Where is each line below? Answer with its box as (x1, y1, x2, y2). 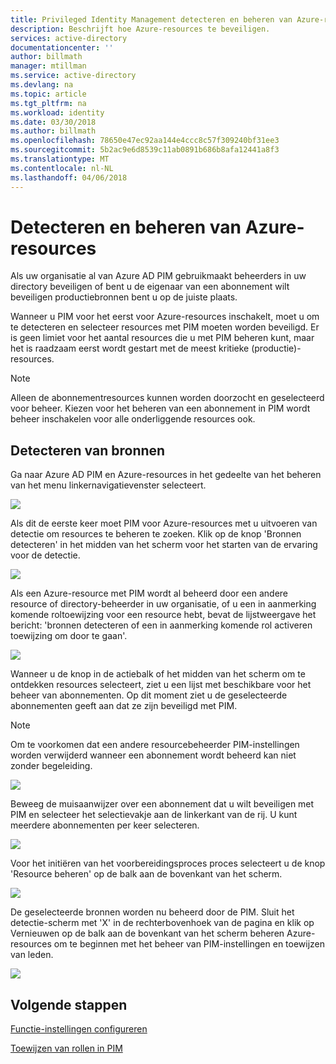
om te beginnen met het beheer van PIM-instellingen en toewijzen (53, 938, 326, 950)
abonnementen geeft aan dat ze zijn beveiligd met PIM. (10, 700, 238, 712)
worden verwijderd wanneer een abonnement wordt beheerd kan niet (10, 749, 297, 761)
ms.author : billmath (10, 126, 97, 136)
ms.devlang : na (10, 80, 74, 90)
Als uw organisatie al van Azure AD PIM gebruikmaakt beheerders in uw (10, 270, 307, 282)
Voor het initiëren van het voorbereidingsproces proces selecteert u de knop (10, 857, 326, 870)
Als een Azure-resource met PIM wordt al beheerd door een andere (10, 587, 289, 600)
